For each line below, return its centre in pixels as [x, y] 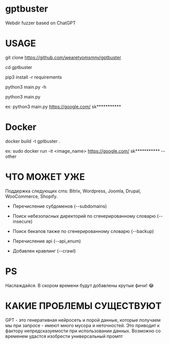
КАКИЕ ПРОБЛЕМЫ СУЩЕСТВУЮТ [83, 306]
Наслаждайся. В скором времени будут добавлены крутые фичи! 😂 [80, 285]
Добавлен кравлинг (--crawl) [44, 251]
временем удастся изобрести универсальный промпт [64, 336]
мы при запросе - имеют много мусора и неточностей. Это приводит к [82, 325]
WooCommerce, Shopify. [31, 196]
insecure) [23, 221]
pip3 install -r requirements [34, 77]
